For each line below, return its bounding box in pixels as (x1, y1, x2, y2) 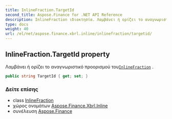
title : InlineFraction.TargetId (5, 7, 74, 13)
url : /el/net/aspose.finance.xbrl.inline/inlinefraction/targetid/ (5, 31, 153, 36)
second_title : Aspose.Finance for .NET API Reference (5, 12, 123, 17)
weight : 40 (5, 27, 29, 32)
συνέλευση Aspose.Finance (12, 108, 73, 114)
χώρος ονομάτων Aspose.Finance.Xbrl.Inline (12, 103, 108, 109)
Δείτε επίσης (5, 85, 38, 92)
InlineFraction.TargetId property (5, 50, 110, 59)
